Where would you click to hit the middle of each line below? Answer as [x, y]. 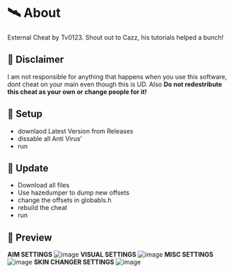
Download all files [43, 185]
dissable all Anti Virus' [50, 139]
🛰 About [34, 13]
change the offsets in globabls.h [64, 200]
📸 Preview [30, 237]
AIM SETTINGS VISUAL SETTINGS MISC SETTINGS [110, 255]
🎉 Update [28, 168]
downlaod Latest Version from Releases [75, 131]
